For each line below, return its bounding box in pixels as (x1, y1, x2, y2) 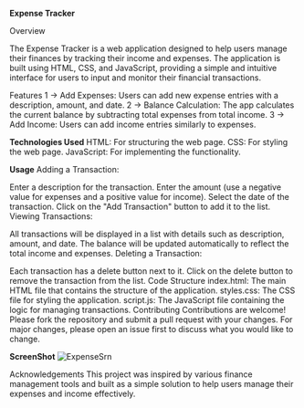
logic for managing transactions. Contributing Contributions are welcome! (9, 305, 286, 315)
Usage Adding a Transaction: (9, 164, 120, 174)
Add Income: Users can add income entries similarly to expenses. (9, 119, 257, 130)
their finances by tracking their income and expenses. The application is (9, 53, 281, 63)
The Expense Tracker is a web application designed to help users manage (9, 43, 288, 54)
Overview (9, 26, 46, 36)
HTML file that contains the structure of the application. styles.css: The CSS (9, 285, 296, 296)
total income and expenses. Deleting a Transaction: (9, 248, 203, 258)
